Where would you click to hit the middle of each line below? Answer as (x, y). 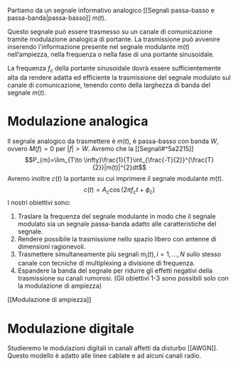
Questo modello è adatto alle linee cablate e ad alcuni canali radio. (104, 356)
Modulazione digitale (71, 329)
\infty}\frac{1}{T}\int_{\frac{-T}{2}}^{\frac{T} (149, 160)
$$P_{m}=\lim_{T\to (54, 160)
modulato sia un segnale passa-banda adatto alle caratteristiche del (117, 224)
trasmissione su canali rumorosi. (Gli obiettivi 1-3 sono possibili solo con (123, 278)
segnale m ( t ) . (27, 93)
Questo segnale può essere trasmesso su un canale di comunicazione (110, 32)
